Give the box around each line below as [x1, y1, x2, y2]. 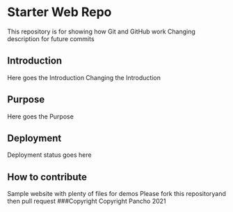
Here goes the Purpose [7, 112, 74, 121]
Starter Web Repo [7, 4, 112, 20]
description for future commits [7, 34, 95, 43]
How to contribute [7, 171, 88, 183]
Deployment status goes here [7, 151, 92, 159]
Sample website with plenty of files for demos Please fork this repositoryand [7, 190, 226, 198]
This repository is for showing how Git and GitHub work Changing [7, 27, 196, 36]
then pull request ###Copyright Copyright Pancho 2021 [7, 197, 166, 206]
